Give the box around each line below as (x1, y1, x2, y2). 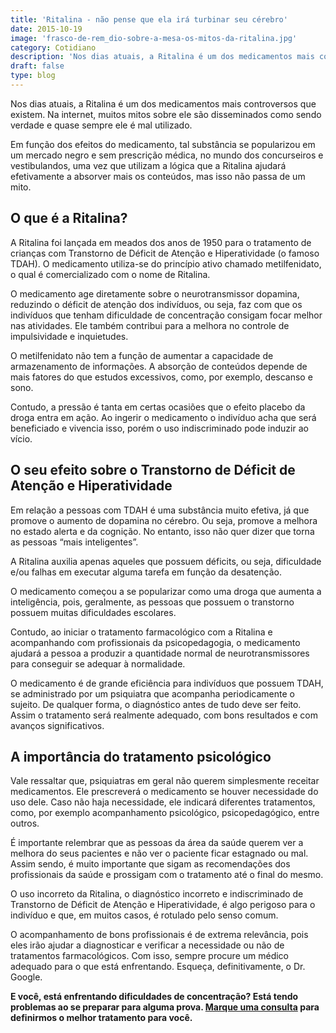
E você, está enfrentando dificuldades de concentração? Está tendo (10, 991, 299, 1003)
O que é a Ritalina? (10, 210, 128, 227)
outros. (10, 817, 40, 830)
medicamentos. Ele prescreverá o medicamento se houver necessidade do (10, 786, 319, 798)
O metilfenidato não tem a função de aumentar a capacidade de (10, 349, 274, 361)
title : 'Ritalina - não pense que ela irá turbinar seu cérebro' (10, 14, 288, 25)
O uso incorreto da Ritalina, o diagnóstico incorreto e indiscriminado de (10, 888, 304, 900)
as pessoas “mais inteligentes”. (10, 536, 139, 548)
